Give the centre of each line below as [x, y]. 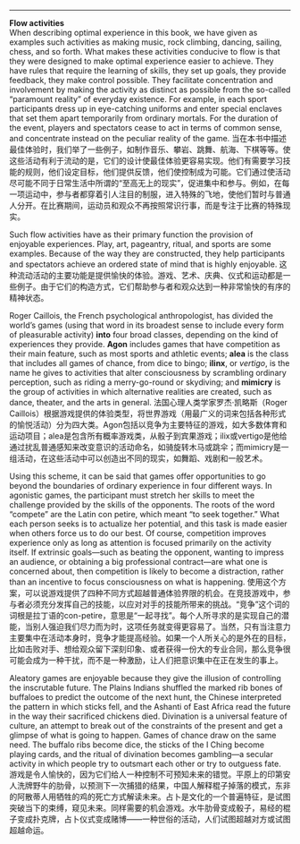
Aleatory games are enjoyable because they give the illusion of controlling [145, 678]
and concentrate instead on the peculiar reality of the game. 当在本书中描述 [148, 138]
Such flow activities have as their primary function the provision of [131, 234]
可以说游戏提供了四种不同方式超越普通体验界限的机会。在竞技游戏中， [154, 593]
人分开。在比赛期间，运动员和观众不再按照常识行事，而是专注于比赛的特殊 [146, 205]
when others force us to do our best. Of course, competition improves [138, 533]
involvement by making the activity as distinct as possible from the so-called [150, 90]
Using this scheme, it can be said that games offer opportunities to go [137, 476]
